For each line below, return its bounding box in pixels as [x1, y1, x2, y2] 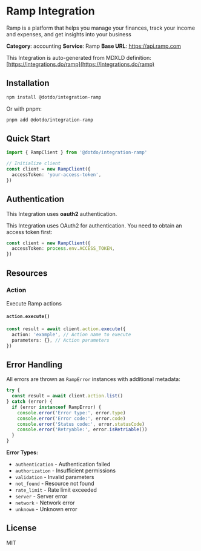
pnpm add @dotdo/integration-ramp [6, 117, 94, 123]
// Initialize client [6, 160, 61, 167]
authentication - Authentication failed [15, 461, 111, 468]
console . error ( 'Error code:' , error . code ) [17, 416, 126, 422]
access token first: [6, 228, 53, 235]
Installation [6, 78, 50, 88]
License [6, 523, 37, 533]
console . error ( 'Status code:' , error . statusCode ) [17, 421, 145, 427]
